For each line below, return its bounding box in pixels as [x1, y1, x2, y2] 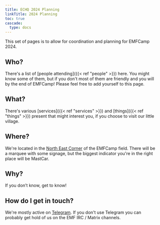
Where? [5, 132, 30, 141]
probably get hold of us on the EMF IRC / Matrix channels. [5, 215, 121, 221]
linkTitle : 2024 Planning [5, 12, 57, 17]
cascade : [5, 20, 23, 26]
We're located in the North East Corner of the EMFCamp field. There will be [5, 145, 156, 151]
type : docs [9, 25, 32, 30]
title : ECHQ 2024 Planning [5, 7, 60, 12]
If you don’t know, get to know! [5, 183, 67, 189]
